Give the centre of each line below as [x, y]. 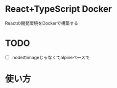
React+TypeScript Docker [58, 9]
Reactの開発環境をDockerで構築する [42, 23]
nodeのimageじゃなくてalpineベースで [51, 57]
